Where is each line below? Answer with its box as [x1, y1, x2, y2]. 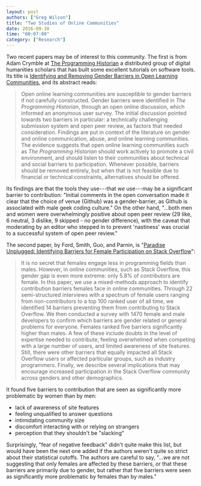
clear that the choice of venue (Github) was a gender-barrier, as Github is [6, 198, 188, 205]
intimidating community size [14, 417, 85, 424]
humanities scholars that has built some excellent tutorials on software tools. [6, 66, 196, 73]
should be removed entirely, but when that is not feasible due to [20, 167, 179, 174]
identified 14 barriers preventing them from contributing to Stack [20, 304, 181, 311]
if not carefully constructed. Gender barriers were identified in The [20, 97, 186, 104]
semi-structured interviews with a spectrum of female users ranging [20, 291, 190, 298]
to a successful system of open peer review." [6, 229, 118, 237]
